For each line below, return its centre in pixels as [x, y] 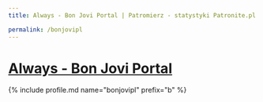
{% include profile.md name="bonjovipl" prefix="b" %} [98, 90]
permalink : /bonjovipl [45, 29]
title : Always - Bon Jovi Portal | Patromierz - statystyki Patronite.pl [132, 15]
